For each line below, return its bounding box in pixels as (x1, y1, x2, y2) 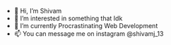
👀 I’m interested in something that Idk (13, 14, 123, 22)
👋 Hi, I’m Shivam (13, 7, 62, 15)
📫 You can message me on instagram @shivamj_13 (13, 30, 164, 38)
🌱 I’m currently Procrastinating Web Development (13, 22, 158, 30)
